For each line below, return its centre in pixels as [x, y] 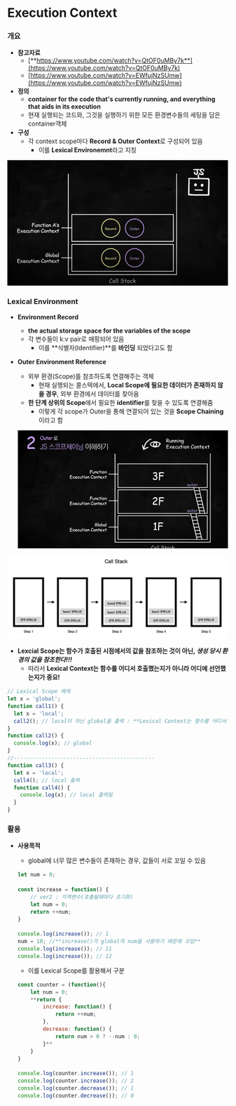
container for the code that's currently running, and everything [122, 99]
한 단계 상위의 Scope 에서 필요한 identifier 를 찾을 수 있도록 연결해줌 [120, 402]
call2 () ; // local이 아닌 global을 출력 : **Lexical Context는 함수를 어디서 [120, 721]
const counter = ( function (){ [62, 985]
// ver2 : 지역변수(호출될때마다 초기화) [82, 897]
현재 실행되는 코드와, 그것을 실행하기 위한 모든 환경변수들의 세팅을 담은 [124, 115]
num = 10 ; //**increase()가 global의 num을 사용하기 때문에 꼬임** [109, 942]
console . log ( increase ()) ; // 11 [64, 949]
